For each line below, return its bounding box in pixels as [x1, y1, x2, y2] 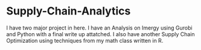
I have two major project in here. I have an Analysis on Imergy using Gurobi [6, 24, 193, 31]
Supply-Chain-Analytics [6, 4, 131, 18]
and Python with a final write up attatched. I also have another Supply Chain [6, 30, 195, 37]
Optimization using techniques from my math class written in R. [6, 37, 164, 44]
